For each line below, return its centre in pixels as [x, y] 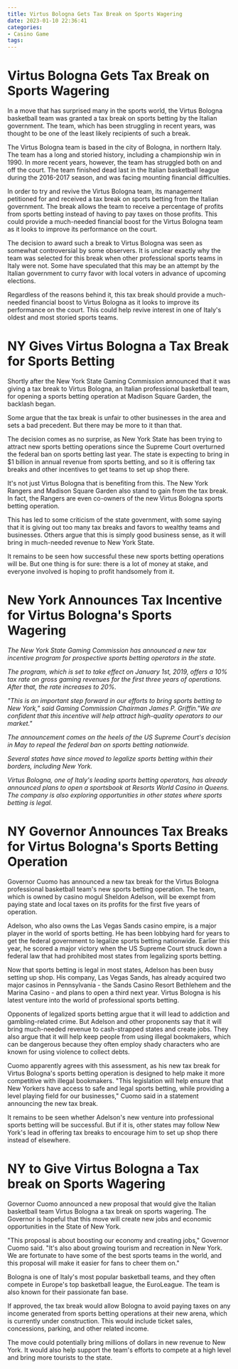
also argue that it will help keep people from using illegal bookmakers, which [119, 1036]
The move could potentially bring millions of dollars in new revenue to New [117, 1342]
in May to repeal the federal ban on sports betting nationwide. [98, 744]
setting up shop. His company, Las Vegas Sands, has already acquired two [117, 977]
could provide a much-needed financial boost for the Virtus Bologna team [115, 222]
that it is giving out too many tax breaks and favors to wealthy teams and [114, 527]
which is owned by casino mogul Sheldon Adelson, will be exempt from [112, 896]
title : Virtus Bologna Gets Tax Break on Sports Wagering [95, 14]
